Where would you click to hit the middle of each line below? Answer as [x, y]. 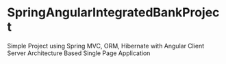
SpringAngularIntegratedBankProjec [113, 13]
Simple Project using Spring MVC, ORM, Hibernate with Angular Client [106, 46]
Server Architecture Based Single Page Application [79, 53]
